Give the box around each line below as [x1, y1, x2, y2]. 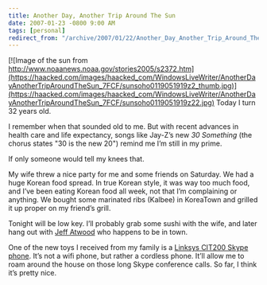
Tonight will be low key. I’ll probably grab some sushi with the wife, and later [8, 219, 257, 228]
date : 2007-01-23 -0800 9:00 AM [8, 19, 115, 27]
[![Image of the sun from [8, 56, 89, 65]
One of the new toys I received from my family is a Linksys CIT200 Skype [8, 243, 249, 252]
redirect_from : [8, 33, 59, 42]
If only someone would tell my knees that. [8, 154, 145, 164]
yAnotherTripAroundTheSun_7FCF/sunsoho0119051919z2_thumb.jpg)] [8, 81, 237, 91]
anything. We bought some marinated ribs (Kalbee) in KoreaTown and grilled [8, 195, 258, 205]
